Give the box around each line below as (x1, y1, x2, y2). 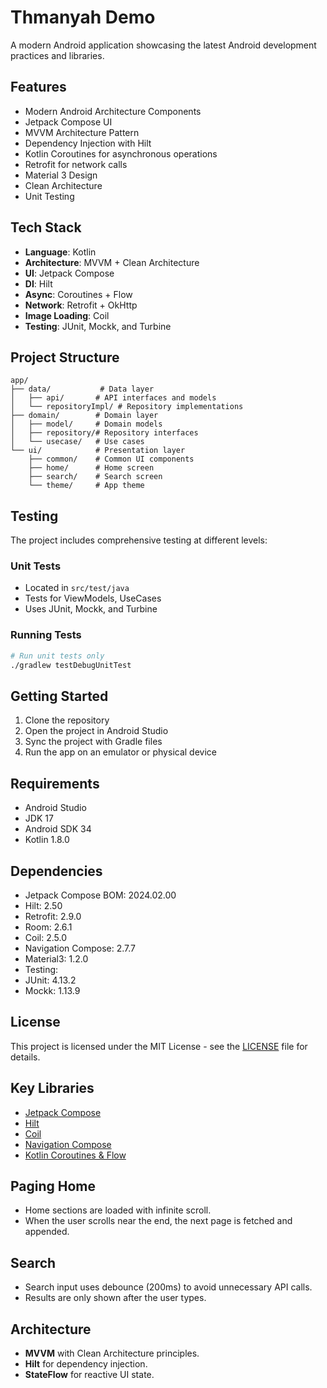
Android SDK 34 (24, 823, 92, 835)
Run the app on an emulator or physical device (24, 746, 217, 758)
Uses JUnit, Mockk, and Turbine (24, 603, 158, 615)
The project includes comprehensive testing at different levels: (10, 534, 268, 546)
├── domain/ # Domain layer (10, 411, 159, 421)
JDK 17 (24, 812, 54, 825)
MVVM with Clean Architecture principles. (24, 1347, 200, 1360)
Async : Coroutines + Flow (24, 288, 133, 300)
